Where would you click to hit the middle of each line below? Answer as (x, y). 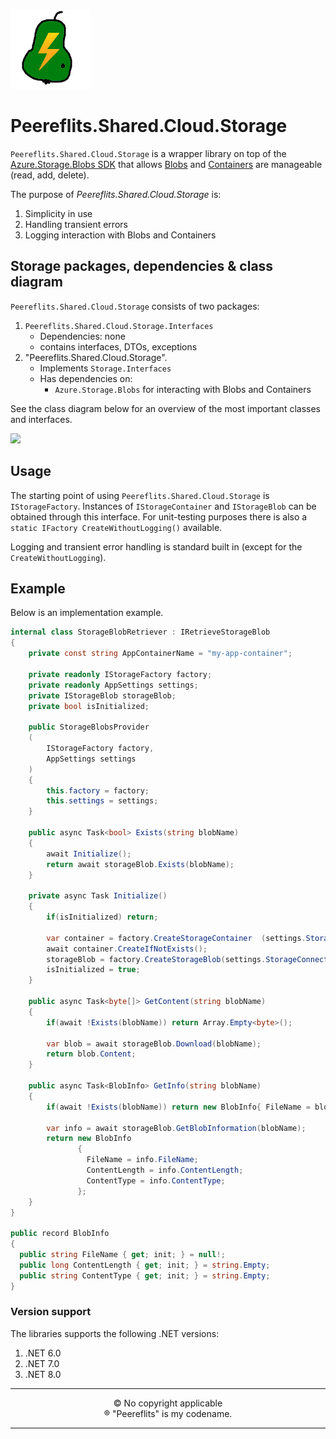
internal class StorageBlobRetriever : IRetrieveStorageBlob (140, 632)
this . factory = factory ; (98, 790)
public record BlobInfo (60, 1234)
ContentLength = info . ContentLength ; (165, 1170)
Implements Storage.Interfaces (105, 368)
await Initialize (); (89, 854)
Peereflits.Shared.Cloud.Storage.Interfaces (119, 326)
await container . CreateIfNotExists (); (127, 949)
